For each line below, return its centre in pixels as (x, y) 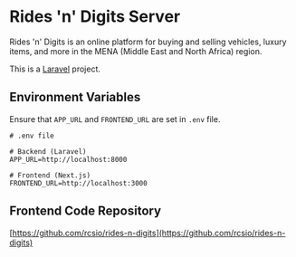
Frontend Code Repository (85, 211)
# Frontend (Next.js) (50, 175)
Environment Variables (75, 97)
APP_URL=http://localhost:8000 (68, 159)
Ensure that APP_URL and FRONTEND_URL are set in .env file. (115, 119)
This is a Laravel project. (55, 69)
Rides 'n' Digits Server (95, 17)
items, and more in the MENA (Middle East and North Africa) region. (136, 51)
